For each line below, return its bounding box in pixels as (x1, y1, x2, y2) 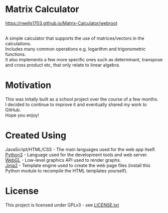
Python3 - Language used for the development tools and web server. (5, 152, 148, 158)
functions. (5, 51, 26, 57)
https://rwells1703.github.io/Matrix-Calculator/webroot (5, 20, 118, 26)
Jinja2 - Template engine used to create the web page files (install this (5, 162, 150, 168)
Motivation (5, 79, 52, 91)
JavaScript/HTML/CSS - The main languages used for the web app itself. (5, 146, 156, 152)
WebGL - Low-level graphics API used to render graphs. (5, 157, 121, 163)
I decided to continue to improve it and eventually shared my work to (5, 101, 147, 108)
